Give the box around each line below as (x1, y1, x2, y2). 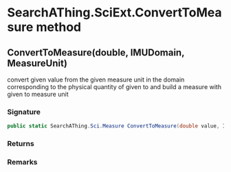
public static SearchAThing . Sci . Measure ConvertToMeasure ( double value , (7, 123, 220, 130)
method (36, 19, 81, 35)
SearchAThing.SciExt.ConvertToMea (7, 5, 222, 21)
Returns (7, 139, 34, 149)
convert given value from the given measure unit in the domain (7, 75, 185, 84)
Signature (7, 107, 41, 116)
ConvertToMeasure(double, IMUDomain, (7, 47, 185, 58)
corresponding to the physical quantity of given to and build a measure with (7, 83, 222, 90)
